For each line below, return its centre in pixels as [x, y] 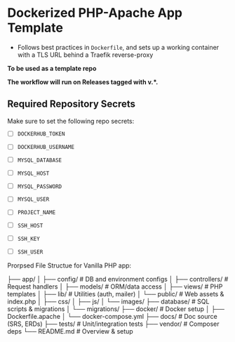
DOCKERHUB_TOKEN [41, 134]
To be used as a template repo [52, 68]
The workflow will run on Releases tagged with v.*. [83, 81]
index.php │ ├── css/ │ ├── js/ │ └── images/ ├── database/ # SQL [108, 301]
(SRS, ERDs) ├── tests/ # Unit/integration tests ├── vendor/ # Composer [113, 324]
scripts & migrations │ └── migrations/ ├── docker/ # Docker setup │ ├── [116, 309]
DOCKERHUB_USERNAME [46, 147]
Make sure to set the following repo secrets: [71, 121]
